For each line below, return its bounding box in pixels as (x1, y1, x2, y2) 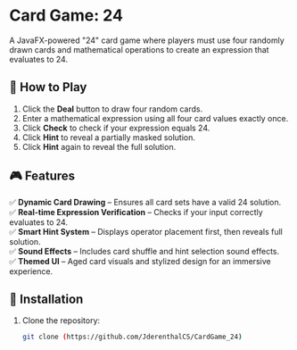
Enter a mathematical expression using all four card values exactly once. (21, 112, 289, 123)
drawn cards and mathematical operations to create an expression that (9, 44, 269, 54)
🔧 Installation (9, 291, 84, 306)
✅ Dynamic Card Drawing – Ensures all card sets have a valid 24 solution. (9, 196, 282, 207)
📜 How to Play (9, 79, 87, 95)
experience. (9, 265, 54, 277)
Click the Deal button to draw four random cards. (21, 104, 203, 114)
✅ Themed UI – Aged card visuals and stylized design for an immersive (9, 255, 271, 266)
